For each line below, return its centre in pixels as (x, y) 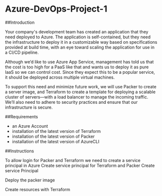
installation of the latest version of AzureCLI (56, 141)
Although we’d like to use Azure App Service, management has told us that (79, 62)
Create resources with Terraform (38, 189)
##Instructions (20, 151)
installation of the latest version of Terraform (56, 131)
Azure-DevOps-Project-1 (56, 9)
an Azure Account (30, 126)
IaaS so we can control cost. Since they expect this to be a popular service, (80, 72)
